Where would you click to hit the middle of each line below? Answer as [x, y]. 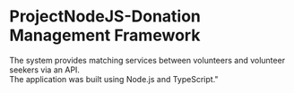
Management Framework [105, 35]
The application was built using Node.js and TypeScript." [114, 79]
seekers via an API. [45, 70]
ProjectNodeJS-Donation [105, 17]
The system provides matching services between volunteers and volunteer [147, 60]
